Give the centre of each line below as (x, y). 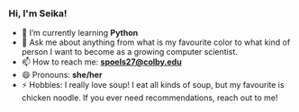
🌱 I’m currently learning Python (80, 33)
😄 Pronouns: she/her (62, 75)
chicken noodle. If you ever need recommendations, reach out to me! (149, 98)
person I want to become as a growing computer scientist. (129, 52)
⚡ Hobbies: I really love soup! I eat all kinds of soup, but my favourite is (153, 85)
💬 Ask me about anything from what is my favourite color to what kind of (156, 42)
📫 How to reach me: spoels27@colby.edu (101, 62)
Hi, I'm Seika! (38, 13)
